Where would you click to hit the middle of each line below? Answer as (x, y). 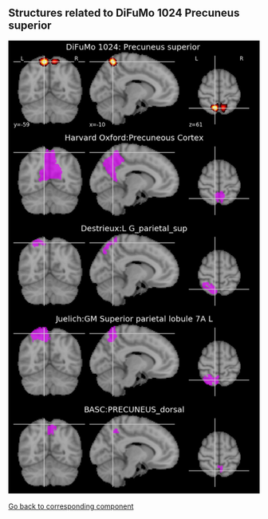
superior (30, 26)
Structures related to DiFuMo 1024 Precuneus (124, 13)
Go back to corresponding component (71, 506)
